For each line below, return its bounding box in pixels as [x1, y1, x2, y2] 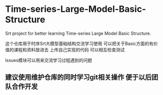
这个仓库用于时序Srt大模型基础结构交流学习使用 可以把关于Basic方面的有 [5, 41, 154, 47]
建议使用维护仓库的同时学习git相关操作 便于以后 [5, 73, 152, 82]
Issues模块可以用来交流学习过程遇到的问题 [5, 57, 93, 63]
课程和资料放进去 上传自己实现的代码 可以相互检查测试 [13, 47, 125, 52]
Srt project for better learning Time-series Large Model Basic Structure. [5, 30, 151, 36]
